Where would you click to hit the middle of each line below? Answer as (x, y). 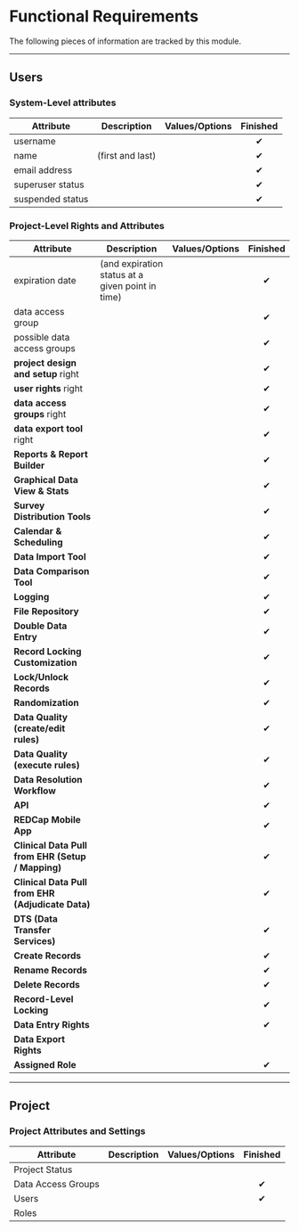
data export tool (48, 428)
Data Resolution (48, 779)
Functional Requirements (104, 16)
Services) (35, 940)
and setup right (46, 373)
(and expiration (131, 263)
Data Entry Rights (52, 1024)
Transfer (32, 930)
